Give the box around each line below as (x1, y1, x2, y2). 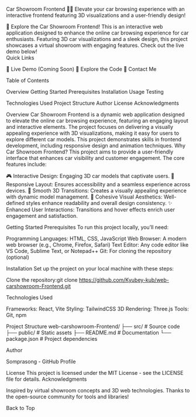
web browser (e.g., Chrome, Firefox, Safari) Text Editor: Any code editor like (6, 241, 189, 248)
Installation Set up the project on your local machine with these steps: (6, 265, 174, 272)
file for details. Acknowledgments (6, 375, 87, 382)
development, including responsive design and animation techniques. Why (6, 142, 186, 149)
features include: (6, 161, 47, 168)
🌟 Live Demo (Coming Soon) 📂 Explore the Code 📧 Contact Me (6, 66, 157, 73)
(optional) (6, 254, 29, 261)
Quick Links (6, 54, 35, 61)
